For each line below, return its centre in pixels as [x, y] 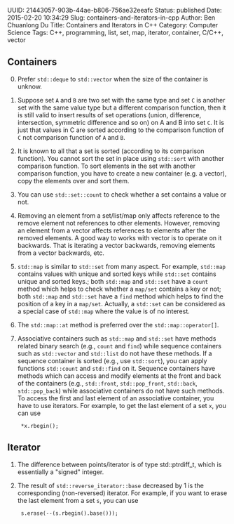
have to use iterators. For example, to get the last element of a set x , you [122, 405]
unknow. [29, 86]
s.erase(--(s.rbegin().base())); [69, 513]
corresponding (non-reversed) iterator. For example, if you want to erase [122, 493]
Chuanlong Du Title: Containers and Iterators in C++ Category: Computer [113, 25]
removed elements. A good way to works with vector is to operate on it [119, 237]
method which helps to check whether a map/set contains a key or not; [119, 289]
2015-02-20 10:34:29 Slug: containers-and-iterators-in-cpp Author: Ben [111, 18]
